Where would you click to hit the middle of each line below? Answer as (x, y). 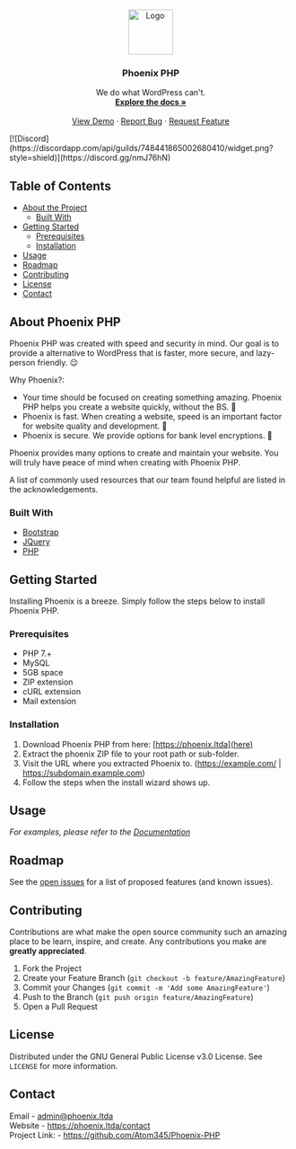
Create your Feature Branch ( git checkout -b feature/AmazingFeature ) (154, 978)
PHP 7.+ (37, 654)
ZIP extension (48, 682)
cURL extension (52, 692)
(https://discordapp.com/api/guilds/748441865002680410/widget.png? (141, 148)
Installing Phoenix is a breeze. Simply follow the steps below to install (137, 601)
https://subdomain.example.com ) (83, 773)
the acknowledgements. (54, 489)
